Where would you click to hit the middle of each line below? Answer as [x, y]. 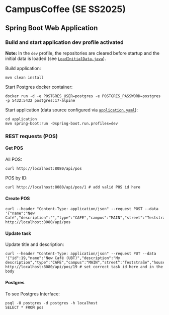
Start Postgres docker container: [39, 87]
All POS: [14, 159]
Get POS [14, 148]
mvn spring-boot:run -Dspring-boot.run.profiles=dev [62, 123]
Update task [18, 233]
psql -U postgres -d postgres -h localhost [52, 303]
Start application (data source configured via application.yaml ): [72, 110]
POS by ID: [16, 178]
